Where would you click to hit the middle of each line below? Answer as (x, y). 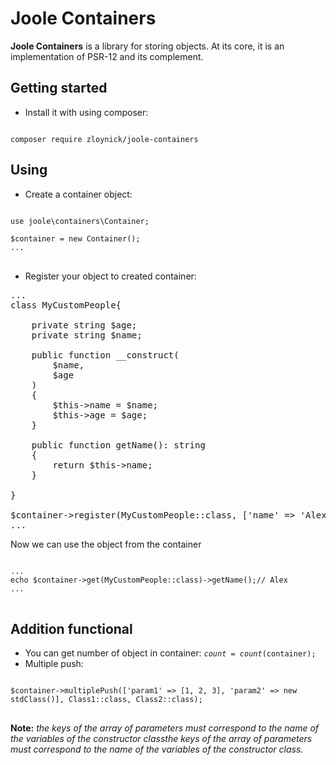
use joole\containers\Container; (80, 221)
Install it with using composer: (86, 112)
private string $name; (87, 335)
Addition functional (71, 628)
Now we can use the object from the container (106, 544)
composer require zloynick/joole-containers (104, 139)
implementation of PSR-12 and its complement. (107, 56)
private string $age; (84, 325)
